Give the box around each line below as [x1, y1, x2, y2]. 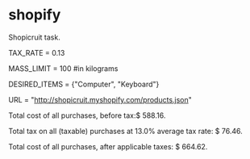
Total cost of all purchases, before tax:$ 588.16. [8, 111, 166, 120]
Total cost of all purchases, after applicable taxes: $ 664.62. [8, 141, 208, 151]
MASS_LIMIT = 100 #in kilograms [8, 63, 119, 73]
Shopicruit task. [8, 32, 60, 42]
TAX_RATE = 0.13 [8, 48, 65, 57]
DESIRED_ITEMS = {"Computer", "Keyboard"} [8, 79, 160, 89]
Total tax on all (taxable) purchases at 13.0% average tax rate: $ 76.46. [8, 126, 244, 136]
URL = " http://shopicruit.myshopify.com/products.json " [8, 94, 192, 104]
